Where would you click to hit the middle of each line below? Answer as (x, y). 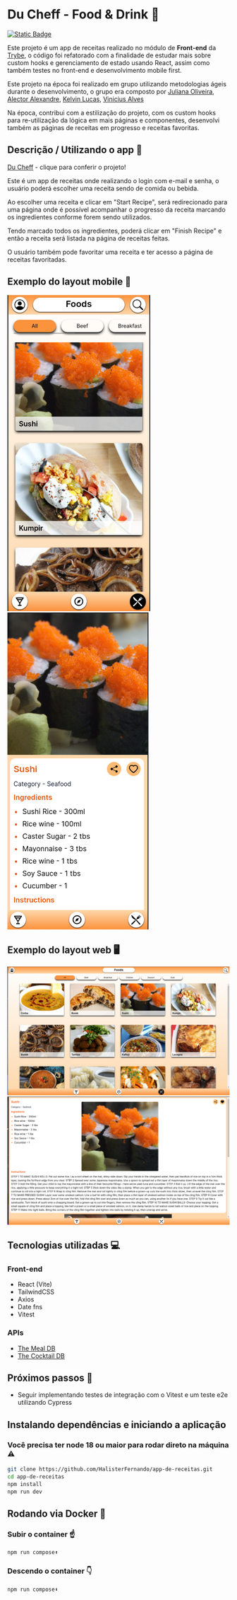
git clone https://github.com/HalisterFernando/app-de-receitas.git (110, 1469)
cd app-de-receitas (36, 1477)
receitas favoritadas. (37, 259)
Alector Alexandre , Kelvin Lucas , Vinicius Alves (76, 99)
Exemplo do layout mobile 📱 (69, 282)
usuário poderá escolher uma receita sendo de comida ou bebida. (103, 188)
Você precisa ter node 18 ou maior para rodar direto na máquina (118, 1444)
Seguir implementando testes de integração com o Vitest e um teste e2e (122, 1395)
